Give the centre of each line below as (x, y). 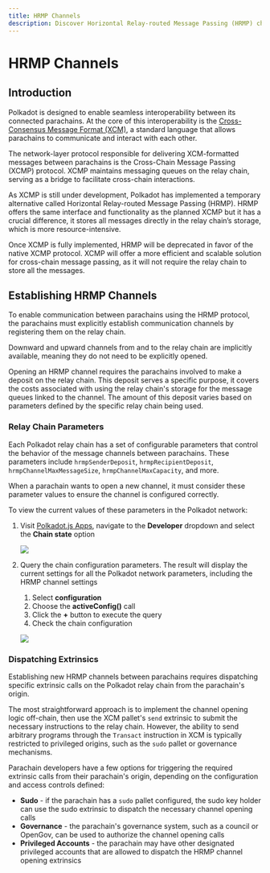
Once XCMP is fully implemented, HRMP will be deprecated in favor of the (131, 244)
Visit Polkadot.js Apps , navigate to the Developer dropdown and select (137, 525)
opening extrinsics (51, 860)
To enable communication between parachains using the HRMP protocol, (129, 315)
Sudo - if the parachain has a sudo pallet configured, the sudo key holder (140, 800)
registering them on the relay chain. (67, 332)
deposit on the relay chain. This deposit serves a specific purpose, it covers (134, 380)
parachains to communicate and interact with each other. (103, 138)
